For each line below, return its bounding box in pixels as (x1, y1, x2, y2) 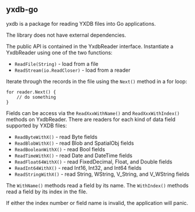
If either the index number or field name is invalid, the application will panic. (6, 199, 189, 206)
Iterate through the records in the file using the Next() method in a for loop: (6, 78, 187, 85)
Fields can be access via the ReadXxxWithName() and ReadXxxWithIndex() (6, 109, 180, 116)
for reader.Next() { (6, 89, 57, 95)
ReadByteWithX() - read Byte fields (14, 133, 98, 140)
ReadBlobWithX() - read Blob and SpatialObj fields (14, 140, 134, 147)
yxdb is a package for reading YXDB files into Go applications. (6, 20, 156, 27)
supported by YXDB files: (6, 122, 67, 129)
